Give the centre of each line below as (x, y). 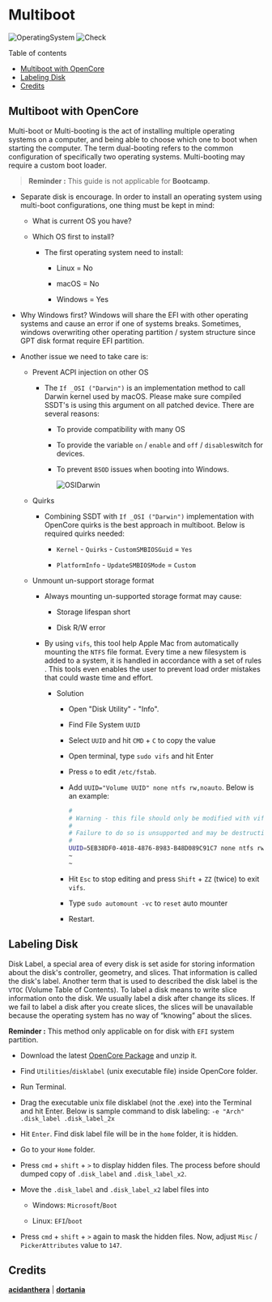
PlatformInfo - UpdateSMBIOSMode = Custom (126, 565)
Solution (70, 693)
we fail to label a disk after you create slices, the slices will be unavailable (131, 1007)
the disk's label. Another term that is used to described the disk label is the (133, 981)
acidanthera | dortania (47, 1290)
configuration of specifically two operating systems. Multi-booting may (127, 156)
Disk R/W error (81, 627)
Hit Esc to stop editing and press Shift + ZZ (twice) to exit (164, 879)
